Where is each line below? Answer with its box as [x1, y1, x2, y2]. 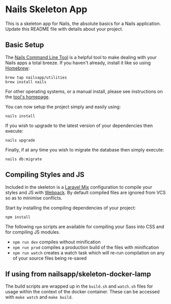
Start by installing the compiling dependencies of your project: [5, 205, 136, 211]
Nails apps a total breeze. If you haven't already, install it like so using [5, 60, 151, 66]
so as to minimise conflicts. [5, 195, 63, 201]
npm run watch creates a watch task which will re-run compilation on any [12, 249, 165, 256]
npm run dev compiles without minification [12, 239, 101, 245]
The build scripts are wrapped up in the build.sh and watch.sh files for [5, 283, 153, 289]
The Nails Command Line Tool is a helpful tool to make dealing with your [5, 54, 157, 60]
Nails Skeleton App [5, 4, 88, 15]
